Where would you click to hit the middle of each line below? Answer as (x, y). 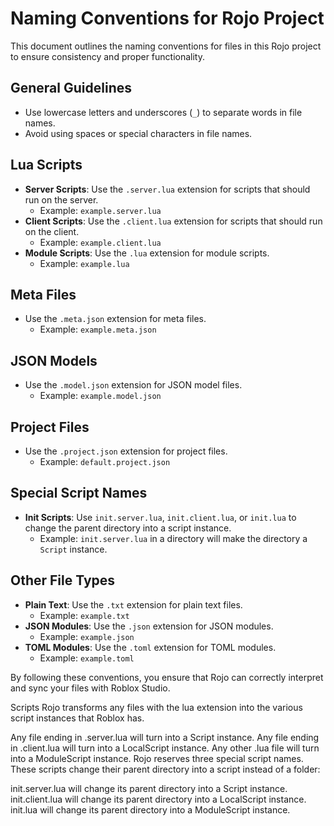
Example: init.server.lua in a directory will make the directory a (173, 538)
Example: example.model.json (100, 396)
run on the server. (61, 199)
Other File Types (63, 580)
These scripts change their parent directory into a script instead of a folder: (165, 769)
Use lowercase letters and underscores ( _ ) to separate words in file (163, 112)
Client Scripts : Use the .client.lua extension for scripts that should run (173, 221)
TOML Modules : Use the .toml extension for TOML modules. (150, 647)
